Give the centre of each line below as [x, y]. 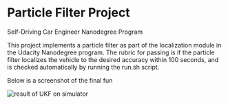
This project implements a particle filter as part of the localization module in [114, 45]
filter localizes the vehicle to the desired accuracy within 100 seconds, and [113, 59]
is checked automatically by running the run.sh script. [83, 67]
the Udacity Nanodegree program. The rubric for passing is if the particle [111, 52]
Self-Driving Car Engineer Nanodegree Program [75, 32]
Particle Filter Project [69, 13]
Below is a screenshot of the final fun [60, 80]
